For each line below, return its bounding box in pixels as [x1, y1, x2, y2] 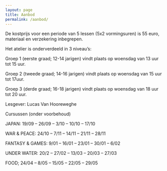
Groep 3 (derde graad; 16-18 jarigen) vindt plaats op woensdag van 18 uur [5, 86, 159, 92]
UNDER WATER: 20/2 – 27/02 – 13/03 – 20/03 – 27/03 [5, 150, 117, 156]
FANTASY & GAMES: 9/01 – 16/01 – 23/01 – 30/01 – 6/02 [5, 140, 121, 147]
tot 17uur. [5, 76, 24, 82]
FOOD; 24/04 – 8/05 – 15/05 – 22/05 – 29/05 [5, 160, 98, 166]
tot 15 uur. [5, 61, 26, 67]
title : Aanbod [5, 12, 35, 17]
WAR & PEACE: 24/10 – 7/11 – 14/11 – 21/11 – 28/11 [5, 131, 106, 137]
